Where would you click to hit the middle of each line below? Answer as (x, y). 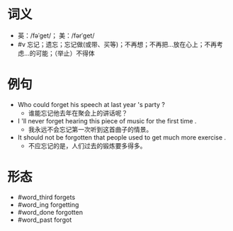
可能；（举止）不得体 (65, 53)
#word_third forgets (46, 197)
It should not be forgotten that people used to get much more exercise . (122, 137)
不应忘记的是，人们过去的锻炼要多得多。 (87, 145)
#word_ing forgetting (48, 204)
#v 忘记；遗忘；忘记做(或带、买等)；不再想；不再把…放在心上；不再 (117, 44)
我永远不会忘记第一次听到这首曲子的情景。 (90, 129)
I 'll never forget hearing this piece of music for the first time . (107, 120)
